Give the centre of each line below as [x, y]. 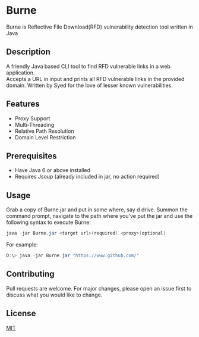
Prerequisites [31, 156]
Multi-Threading [34, 124]
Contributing [30, 274]
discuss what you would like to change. [54, 295]
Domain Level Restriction [45, 137]
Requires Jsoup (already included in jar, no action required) [87, 177]
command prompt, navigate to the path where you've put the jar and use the [99, 216]
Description [28, 52]
